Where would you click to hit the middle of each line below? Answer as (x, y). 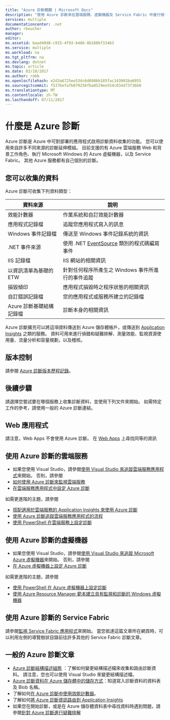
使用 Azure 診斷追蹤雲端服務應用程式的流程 (58, 516)
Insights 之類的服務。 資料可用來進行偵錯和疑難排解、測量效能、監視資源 (81, 334)
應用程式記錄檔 (26, 224)
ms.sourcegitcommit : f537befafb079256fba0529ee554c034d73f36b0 (73, 85)
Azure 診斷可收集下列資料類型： (39, 191)
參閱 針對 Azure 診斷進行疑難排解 (47, 712)
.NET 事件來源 (25, 247)
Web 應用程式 (27, 425)
